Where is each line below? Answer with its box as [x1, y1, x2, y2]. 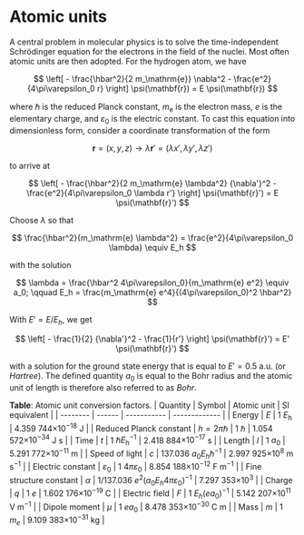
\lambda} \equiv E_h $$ [108, 242, 197, 253]
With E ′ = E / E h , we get [9, 313, 93, 327]
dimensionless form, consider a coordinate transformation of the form [9, 124, 270, 135]
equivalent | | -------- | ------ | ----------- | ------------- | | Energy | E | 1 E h [9, 410, 292, 422]
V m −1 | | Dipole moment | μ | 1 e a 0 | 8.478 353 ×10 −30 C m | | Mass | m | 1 [9, 500, 283, 514]
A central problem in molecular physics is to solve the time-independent [9, 36, 279, 47]
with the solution [9, 259, 72, 270]
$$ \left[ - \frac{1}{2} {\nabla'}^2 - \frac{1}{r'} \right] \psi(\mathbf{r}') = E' [15, 333, 290, 344]
